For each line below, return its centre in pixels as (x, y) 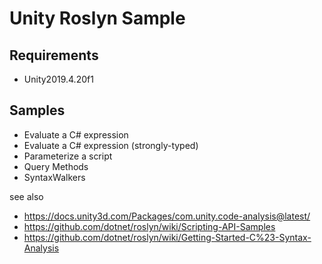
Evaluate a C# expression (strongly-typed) (111, 145)
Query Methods (56, 166)
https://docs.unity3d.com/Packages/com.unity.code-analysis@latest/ (167, 216)
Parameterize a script (68, 156)
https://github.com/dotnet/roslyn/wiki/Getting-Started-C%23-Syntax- (167, 237)
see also (26, 196)
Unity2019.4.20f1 (58, 79)
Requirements (54, 55)
